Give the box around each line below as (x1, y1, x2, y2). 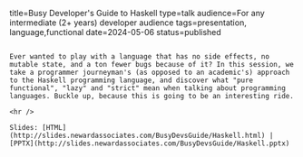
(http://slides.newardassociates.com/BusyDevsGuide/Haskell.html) (9, 131, 266, 140)
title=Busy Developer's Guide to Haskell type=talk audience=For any (9, 8, 265, 18)
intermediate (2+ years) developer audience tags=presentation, (9, 17, 247, 28)
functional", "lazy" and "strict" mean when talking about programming (9, 84, 286, 93)
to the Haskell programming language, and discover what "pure (9, 76, 254, 85)
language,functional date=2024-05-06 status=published (9, 27, 222, 37)
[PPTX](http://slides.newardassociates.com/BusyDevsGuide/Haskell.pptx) (9, 139, 290, 148)
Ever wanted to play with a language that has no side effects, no (9, 52, 270, 61)
